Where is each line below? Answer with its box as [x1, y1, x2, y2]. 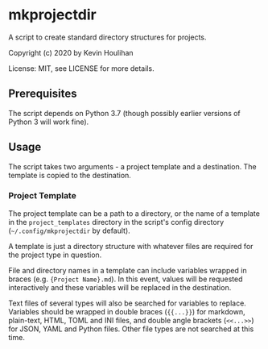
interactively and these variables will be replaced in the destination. [8, 282, 232, 292]
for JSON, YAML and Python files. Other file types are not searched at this [8, 324, 254, 334]
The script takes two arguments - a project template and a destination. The [8, 161, 257, 171]
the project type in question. [8, 250, 102, 260]
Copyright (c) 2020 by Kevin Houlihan [8, 48, 134, 57]
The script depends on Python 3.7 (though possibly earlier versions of [8, 108, 241, 118]
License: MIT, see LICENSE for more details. [8, 63, 155, 73]
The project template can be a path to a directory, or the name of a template [8, 208, 260, 218]
